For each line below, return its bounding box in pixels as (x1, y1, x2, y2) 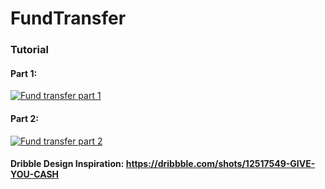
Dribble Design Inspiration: (10, 158, 125, 170)
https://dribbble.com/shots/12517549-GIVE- (125, 158, 316, 170)
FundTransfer (10, 7, 127, 30)
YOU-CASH (10, 168, 60, 181)
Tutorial (10, 43, 49, 57)
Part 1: (10, 67, 38, 79)
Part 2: (10, 112, 39, 124)
